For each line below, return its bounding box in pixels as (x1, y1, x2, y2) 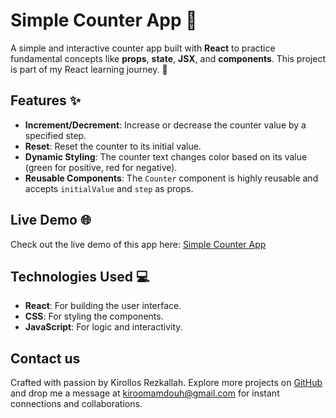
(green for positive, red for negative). (24, 161, 178, 173)
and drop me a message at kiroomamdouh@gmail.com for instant (10, 387, 280, 399)
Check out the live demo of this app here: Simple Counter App (10, 238, 267, 250)
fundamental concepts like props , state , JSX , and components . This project (10, 52, 326, 64)
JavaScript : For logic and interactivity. (24, 321, 183, 333)
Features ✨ (10, 92, 81, 109)
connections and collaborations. (10, 398, 143, 410)
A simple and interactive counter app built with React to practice (10, 42, 276, 54)
